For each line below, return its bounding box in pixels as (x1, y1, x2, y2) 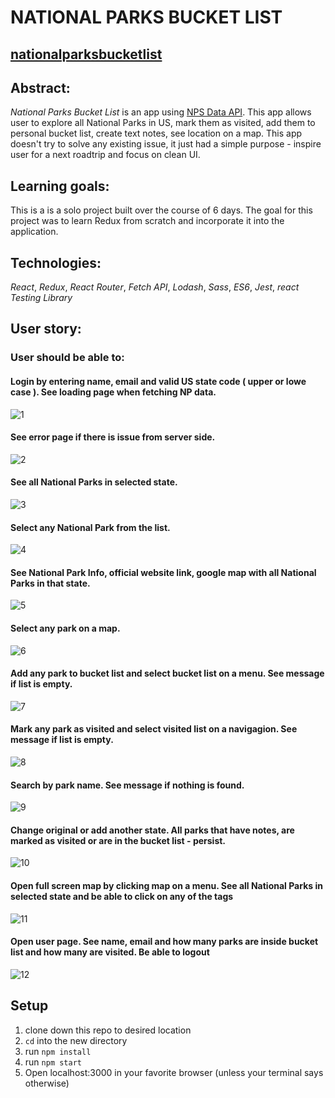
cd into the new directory (24, 1034, 128, 1046)
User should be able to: (10, 351, 125, 365)
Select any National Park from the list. (10, 521, 171, 533)
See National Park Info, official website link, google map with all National (10, 566, 317, 578)
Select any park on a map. (10, 622, 121, 634)
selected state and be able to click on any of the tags (10, 890, 234, 902)
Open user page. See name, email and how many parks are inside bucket (10, 936, 319, 948)
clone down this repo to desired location (24, 1024, 192, 1036)
